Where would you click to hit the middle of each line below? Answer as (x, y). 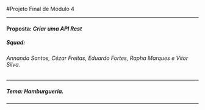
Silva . (13, 64)
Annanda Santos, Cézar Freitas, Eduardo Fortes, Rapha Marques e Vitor (97, 58)
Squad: (16, 43)
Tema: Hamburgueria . (35, 91)
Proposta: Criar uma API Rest (44, 28)
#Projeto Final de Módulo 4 (41, 9)
